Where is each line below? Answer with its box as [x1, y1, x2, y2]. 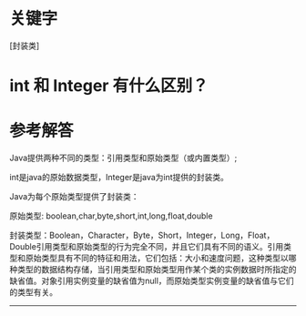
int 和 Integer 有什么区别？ [9, 76, 209, 97]
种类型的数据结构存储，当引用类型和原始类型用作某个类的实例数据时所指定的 [9, 264, 297, 275]
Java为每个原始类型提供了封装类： [9, 191, 139, 202]
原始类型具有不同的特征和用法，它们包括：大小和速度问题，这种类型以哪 [25, 252, 297, 264]
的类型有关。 [9, 287, 57, 298]
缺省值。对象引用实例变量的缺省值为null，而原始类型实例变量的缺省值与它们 [9, 275, 294, 287]
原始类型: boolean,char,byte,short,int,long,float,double [9, 210, 213, 221]
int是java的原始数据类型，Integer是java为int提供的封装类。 [9, 172, 229, 183]
